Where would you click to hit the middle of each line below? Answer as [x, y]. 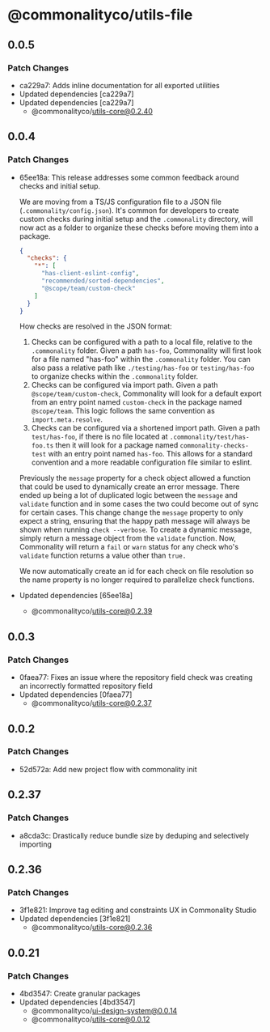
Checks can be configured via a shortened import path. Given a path [146, 428]
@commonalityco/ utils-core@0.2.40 [92, 111]
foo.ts [42, 446]
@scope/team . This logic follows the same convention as [123, 411]
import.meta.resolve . [67, 419]
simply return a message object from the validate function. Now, [127, 538]
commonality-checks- [215, 446]
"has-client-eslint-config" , [90, 274]
